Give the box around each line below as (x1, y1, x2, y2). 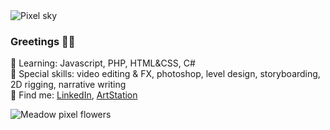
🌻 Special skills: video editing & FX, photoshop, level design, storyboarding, (10, 68, 321, 80)
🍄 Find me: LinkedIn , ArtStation (10, 89, 138, 101)
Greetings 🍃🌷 (10, 34, 76, 48)
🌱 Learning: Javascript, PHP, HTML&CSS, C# (10, 57, 196, 69)
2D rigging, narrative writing (10, 79, 127, 91)
